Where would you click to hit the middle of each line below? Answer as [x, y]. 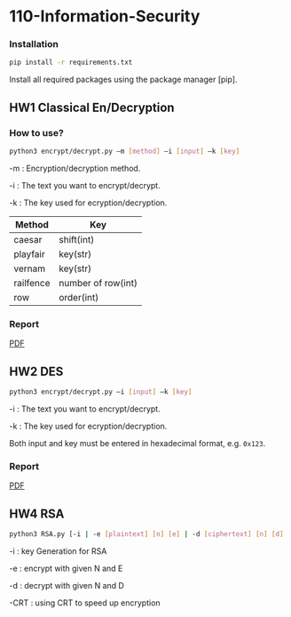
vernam [30, 268]
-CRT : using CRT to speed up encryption [85, 603]
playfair [30, 253]
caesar [28, 239]
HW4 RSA [37, 513]
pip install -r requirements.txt [71, 63]
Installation [34, 44]
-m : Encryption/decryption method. [75, 168]
